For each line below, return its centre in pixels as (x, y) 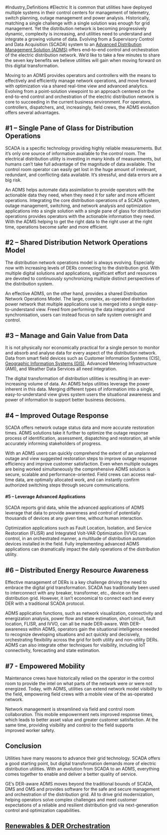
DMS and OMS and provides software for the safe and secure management (83, 789)
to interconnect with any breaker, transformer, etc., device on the (72, 593)
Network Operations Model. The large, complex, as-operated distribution (80, 298)
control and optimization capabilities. (43, 810)
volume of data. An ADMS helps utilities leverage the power (89, 384)
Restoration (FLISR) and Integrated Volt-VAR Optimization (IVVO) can (76, 533)
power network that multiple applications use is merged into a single (75, 304)
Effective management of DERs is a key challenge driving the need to (76, 582)
